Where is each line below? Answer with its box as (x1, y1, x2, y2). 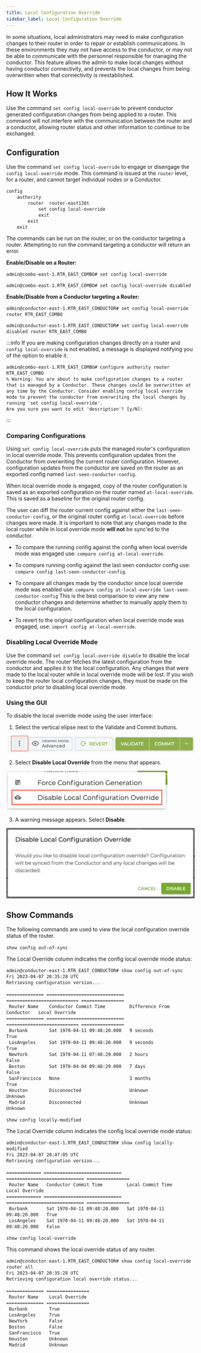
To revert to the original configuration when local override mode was (14, 617, 184, 624)
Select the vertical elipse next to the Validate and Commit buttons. (14, 724, 178, 731)
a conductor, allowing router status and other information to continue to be (6, 123, 190, 131)
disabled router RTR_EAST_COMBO (6, 329, 87, 335)
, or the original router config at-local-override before (48, 513, 184, 520)
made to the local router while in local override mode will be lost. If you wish (6, 671, 194, 678)
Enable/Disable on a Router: (6, 259, 77, 267)
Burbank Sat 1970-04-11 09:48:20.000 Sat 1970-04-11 (8, 1206, 165, 1212)
